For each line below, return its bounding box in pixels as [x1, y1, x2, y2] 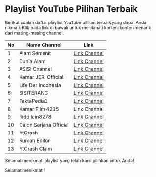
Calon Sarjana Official [19, 121, 69, 128]
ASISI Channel [19, 66, 52, 72]
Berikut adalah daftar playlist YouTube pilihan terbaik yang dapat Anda [5, 20, 147, 25]
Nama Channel [26, 42, 62, 48]
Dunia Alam [19, 58, 45, 65]
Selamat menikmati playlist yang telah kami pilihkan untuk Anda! [5, 157, 134, 163]
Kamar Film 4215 [19, 105, 60, 112]
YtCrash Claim [19, 145, 52, 152]
